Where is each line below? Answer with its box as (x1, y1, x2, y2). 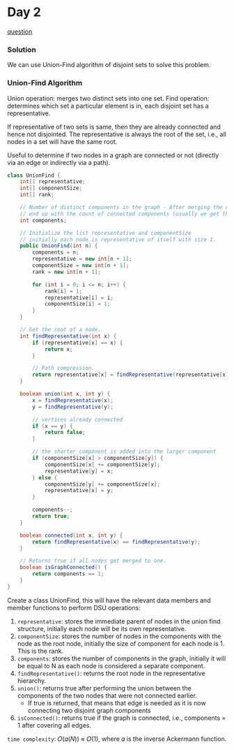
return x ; (44, 345, 73, 353)
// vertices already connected (32, 416, 123, 423)
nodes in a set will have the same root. (7, 137, 118, 145)
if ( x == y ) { (32, 422, 73, 430)
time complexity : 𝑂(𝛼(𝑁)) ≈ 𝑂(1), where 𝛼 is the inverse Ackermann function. (7, 735, 227, 743)
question (7, 27, 33, 36)
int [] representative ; (19, 178, 86, 185)
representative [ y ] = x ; (44, 468, 114, 475)
